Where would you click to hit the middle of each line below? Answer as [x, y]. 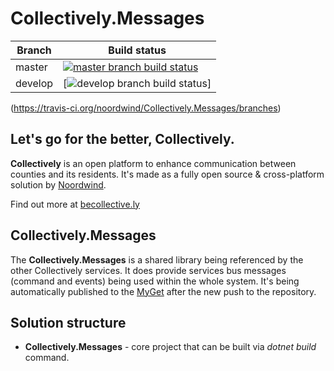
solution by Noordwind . [58, 184]
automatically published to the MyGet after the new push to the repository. [163, 291]
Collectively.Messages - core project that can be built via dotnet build [170, 347]
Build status [137, 50]
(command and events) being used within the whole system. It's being [155, 281]
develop [34, 83]
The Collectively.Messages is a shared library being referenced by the [157, 259]
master [31, 67]
